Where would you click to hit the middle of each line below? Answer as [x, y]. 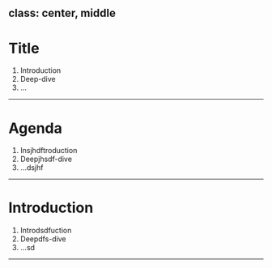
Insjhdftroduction [49, 151]
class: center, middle [62, 13]
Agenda [35, 128]
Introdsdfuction [46, 231]
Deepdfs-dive [43, 239]
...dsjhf [32, 168]
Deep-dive [38, 79]
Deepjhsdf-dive [46, 159]
